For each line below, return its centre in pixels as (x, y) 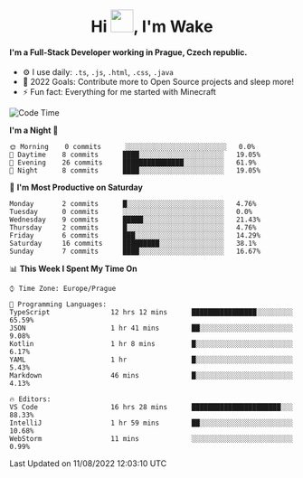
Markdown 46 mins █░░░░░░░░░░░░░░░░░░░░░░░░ (151, 376)
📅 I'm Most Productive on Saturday (76, 187)
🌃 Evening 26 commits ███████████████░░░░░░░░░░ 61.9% (133, 163)
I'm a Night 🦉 (34, 130)
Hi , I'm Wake (152, 27)
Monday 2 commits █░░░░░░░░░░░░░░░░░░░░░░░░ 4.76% (133, 204)
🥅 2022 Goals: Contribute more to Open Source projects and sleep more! (158, 82)
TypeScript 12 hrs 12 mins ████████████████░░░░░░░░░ (151, 313)
